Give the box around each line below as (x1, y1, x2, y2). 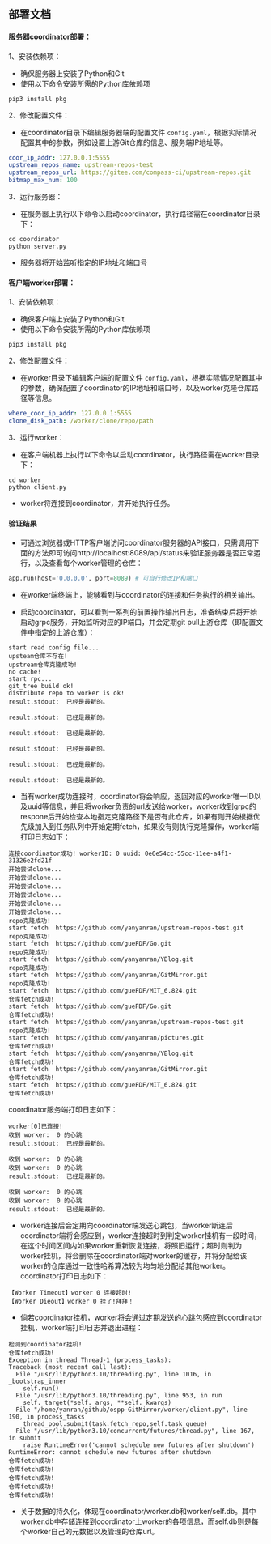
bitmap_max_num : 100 (8, 177, 78, 185)
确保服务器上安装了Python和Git (19, 68, 125, 79)
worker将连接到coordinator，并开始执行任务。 (19, 499, 175, 508)
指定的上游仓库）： (34, 627, 95, 637)
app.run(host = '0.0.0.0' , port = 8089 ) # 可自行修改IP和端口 (8, 574, 198, 583)
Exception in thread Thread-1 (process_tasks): (8, 1356, 172, 1364)
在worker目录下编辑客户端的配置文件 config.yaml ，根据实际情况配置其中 (19, 373, 263, 383)
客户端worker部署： (8, 278, 76, 287)
